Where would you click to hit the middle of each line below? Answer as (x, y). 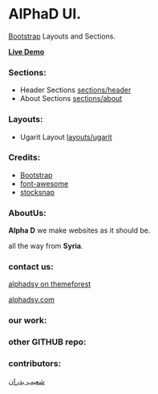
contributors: (35, 364)
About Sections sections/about (71, 99)
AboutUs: (27, 213)
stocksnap (37, 192)
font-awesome (44, 183)
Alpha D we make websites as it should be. (79, 230)
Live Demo (26, 51)
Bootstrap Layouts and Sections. (62, 36)
